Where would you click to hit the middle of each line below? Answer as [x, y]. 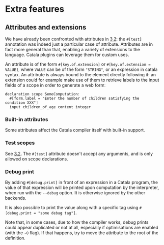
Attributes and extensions [46, 27]
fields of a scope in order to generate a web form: [55, 85]
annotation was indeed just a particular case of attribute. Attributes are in [79, 44]
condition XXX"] [22, 103]
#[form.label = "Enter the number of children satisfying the [74, 98]
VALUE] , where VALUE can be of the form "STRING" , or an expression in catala [82, 69]
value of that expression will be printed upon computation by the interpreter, [82, 187]
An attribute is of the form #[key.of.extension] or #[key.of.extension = [78, 64]
